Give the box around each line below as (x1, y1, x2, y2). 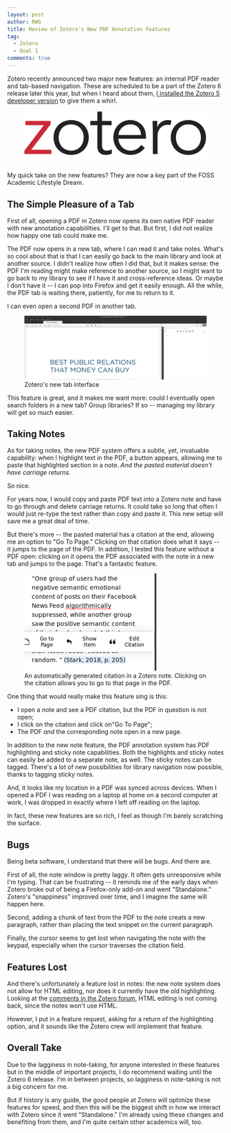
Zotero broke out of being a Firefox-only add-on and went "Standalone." (7, 886, 212, 894)
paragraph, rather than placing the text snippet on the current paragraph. (7, 921, 214, 929)
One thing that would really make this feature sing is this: (7, 693, 168, 701)
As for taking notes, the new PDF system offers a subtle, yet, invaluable (7, 447, 210, 455)
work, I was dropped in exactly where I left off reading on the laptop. (7, 798, 201, 806)
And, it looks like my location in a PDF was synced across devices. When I (7, 784, 217, 792)
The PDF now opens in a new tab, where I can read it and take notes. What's (7, 245, 224, 253)
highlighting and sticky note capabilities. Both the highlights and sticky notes (7, 748, 224, 757)
